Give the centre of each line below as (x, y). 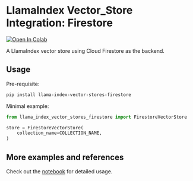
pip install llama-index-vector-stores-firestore (69, 95)
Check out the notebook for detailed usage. (59, 171)
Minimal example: (28, 106)
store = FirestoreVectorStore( (45, 128)
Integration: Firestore (59, 23)
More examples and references (65, 157)
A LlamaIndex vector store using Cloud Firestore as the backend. (86, 50)
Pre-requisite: (23, 84)
